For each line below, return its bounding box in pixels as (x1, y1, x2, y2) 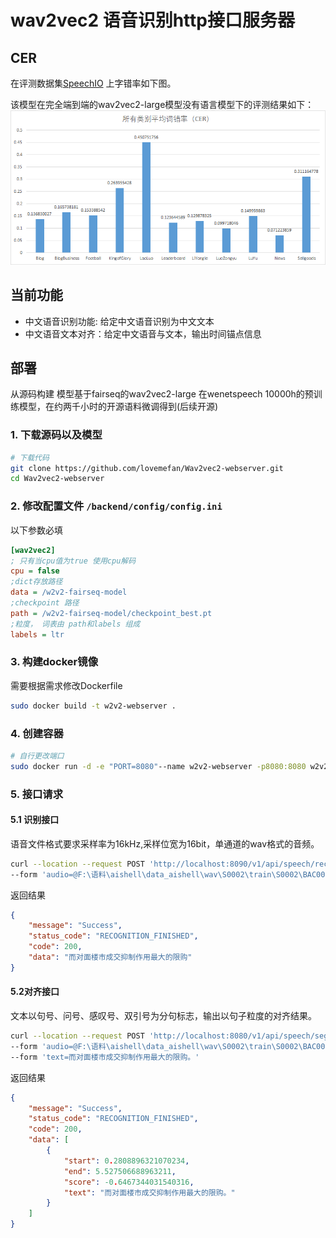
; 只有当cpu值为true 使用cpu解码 (10, 556, 137, 566)
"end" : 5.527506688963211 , (63, 1166, 177, 1176)
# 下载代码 (10, 452, 50, 463)
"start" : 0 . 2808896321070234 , (63, 1156, 190, 1166)
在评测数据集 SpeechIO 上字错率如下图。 (10, 77, 177, 89)
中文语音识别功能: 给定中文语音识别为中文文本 (24, 315, 215, 327)
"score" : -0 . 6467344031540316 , (63, 1177, 195, 1187)
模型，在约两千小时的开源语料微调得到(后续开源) (18, 401, 219, 413)
